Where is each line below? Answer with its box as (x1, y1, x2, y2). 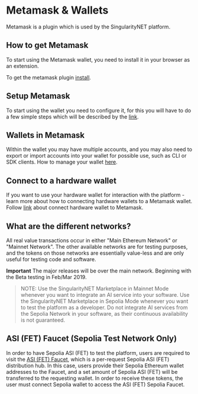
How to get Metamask (6, 40, 89, 50)
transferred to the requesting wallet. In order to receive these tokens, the (6, 374, 183, 382)
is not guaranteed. (20, 316, 66, 323)
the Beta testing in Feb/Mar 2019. (6, 274, 87, 280)
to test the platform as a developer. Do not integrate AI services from (20, 304, 188, 311)
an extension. (6, 62, 40, 69)
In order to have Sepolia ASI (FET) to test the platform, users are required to (6, 349, 190, 356)
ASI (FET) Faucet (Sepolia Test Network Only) (6, 334, 177, 344)
